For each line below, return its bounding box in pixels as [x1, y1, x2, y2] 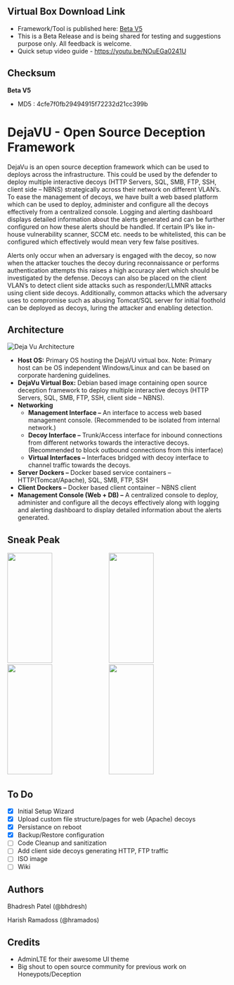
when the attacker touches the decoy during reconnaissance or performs [7, 259, 220, 267]
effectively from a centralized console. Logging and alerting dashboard [7, 207, 213, 216]
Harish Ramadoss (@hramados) [7, 916, 100, 924]
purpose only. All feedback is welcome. [17, 39, 132, 48]
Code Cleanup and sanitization [17, 838, 107, 848]
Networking [17, 401, 53, 409]
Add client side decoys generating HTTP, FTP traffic [17, 847, 169, 855]
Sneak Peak [7, 533, 60, 545]
